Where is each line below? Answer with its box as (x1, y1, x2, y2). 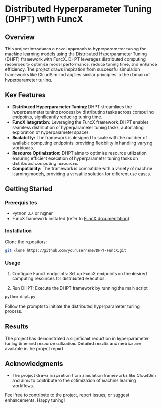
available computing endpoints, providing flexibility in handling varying (12, 140, 153, 146)
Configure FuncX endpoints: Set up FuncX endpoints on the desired (12, 270, 147, 276)
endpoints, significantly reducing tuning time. (12, 114, 103, 120)
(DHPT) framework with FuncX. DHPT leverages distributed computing (5, 56, 146, 62)
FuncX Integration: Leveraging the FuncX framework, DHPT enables (12, 119, 149, 125)
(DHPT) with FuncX (5, 14, 84, 25)
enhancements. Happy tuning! (5, 397, 65, 403)
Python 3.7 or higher (12, 210, 53, 216)
